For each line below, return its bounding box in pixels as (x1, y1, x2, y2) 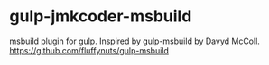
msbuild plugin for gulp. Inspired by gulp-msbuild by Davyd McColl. (9, 36, 260, 46)
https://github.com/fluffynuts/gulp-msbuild (9, 45, 170, 55)
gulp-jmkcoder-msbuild (9, 6, 192, 27)
